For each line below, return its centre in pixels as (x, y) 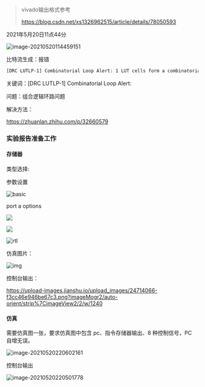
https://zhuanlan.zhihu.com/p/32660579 (57, 121)
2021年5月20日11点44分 (36, 34)
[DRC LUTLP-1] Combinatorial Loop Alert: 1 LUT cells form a (86, 71)
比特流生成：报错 (28, 59)
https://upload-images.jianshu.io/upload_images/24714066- (82, 290)
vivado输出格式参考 (46, 9)
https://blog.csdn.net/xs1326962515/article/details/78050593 (99, 22)
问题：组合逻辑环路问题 (36, 96)
